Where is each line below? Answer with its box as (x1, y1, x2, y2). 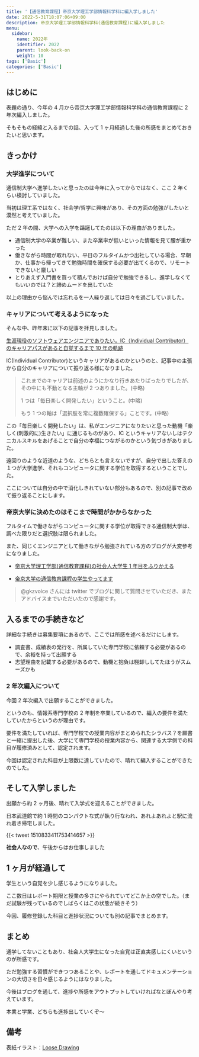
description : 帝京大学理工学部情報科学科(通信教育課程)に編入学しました (6, 20, 165, 25)
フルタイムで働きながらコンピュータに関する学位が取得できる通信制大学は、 (6, 522, 193, 530)
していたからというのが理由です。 (6, 717, 89, 724)
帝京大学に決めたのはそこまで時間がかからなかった (6, 508, 152, 516)
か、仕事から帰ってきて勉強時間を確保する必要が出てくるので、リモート (14, 259, 191, 266)
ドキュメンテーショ (146, 968, 192, 975)
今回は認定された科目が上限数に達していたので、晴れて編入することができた (6, 756, 192, 764)
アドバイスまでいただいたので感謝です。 (20, 595, 119, 602)
